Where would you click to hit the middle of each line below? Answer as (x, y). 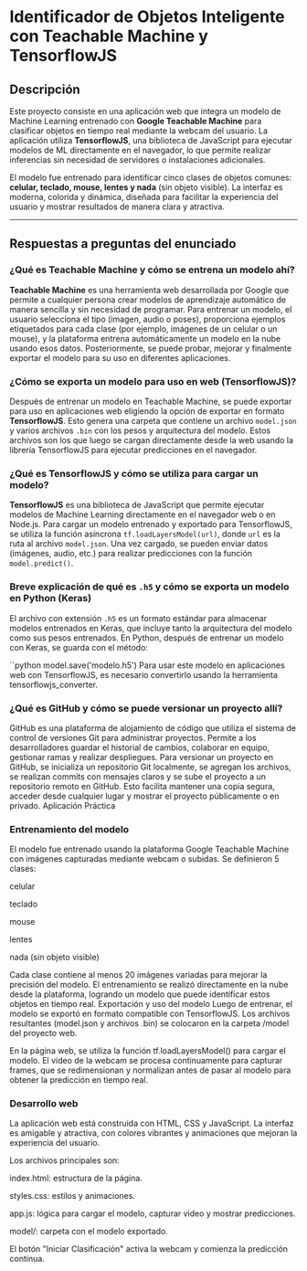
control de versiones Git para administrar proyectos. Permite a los (133, 737)
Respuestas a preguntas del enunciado (123, 244)
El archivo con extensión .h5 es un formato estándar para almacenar (138, 618)
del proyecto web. (43, 1033)
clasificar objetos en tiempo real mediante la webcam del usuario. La (138, 131)
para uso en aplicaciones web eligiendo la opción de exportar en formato (147, 411)
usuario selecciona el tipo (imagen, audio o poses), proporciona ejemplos (148, 319)
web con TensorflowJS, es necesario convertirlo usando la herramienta (144, 674)
